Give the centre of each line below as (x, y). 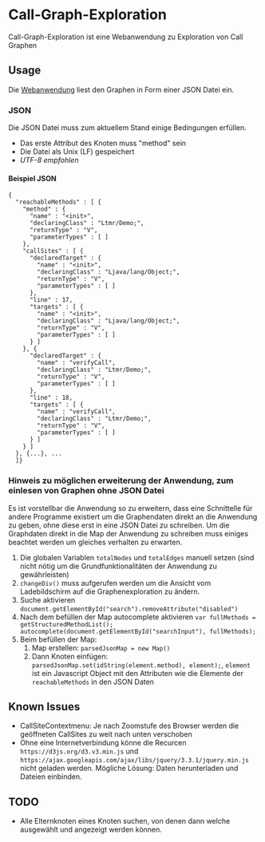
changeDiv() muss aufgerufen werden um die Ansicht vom (115, 583)
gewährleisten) (44, 574)
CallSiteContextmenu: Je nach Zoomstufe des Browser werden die (129, 726)
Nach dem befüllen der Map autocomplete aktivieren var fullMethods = (138, 617)
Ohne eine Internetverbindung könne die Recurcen (103, 743)
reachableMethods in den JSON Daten (93, 682)
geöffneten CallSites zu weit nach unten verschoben (106, 734)
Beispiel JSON (33, 178)
